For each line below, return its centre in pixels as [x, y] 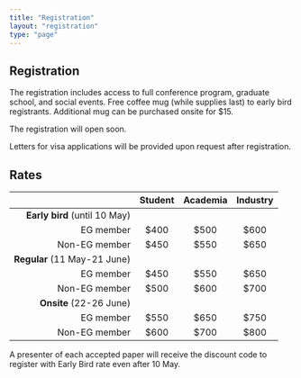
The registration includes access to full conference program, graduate [140, 93]
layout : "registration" [54, 26]
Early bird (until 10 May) [78, 215]
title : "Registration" [52, 18]
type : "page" [34, 34]
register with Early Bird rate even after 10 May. [95, 364]
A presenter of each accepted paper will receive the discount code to [138, 355]
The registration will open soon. [68, 129]
